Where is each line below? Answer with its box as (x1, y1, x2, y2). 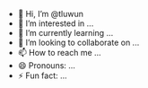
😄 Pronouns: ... (17, 60, 76, 71)
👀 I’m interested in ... (17, 18, 94, 29)
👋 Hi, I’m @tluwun (17, 9, 83, 19)
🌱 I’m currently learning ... (17, 28, 114, 38)
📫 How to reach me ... (17, 48, 101, 57)
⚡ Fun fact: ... (17, 70, 67, 81)
